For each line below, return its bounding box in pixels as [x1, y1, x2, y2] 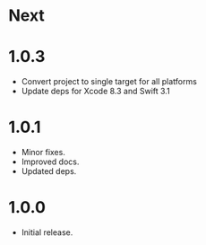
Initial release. [21, 227, 73, 238]
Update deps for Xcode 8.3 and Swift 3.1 [21, 86, 171, 97]
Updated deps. [21, 166, 77, 177]
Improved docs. [21, 156, 80, 167]
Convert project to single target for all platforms [21, 76, 198, 87]
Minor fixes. [21, 147, 66, 158]
